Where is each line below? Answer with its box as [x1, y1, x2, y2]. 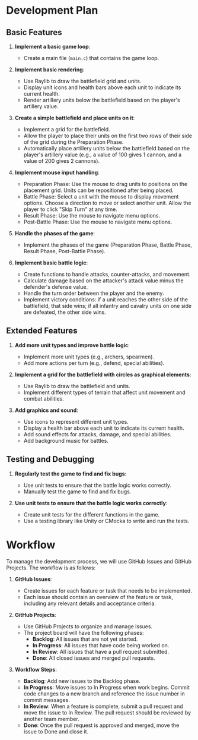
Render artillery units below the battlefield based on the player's [23, 96, 181, 103]
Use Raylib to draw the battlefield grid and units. [23, 78, 142, 84]
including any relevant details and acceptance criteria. [23, 600, 156, 607]
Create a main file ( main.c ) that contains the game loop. [23, 55, 159, 61]
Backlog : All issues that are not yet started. [32, 635, 138, 643]
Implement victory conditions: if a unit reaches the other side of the [23, 296, 189, 303]
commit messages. [23, 696, 70, 703]
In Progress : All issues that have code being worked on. [32, 641, 170, 648]
